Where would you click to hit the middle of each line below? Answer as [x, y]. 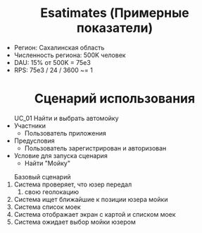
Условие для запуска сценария [61, 155]
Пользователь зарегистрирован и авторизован [95, 148]
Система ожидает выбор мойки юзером [75, 222]
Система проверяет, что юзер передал [73, 184]
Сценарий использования [115, 98]
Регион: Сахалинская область [59, 47]
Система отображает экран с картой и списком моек [95, 214]
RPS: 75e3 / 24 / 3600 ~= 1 [53, 70]
